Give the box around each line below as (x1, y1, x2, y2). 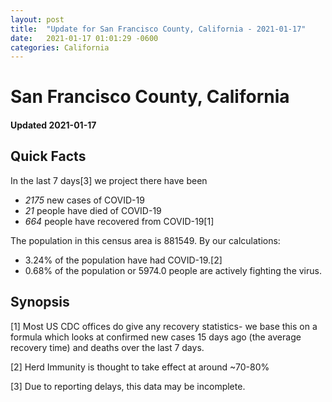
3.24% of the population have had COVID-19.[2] (24, 254, 223, 266)
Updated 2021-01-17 (10, 119, 97, 131)
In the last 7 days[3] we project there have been (10, 174, 208, 186)
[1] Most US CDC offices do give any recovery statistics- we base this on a (10, 320, 318, 332)
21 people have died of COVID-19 (24, 204, 162, 216)
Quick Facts (10, 148, 87, 165)
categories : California (10, 42, 110, 53)
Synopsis (10, 294, 70, 311)
